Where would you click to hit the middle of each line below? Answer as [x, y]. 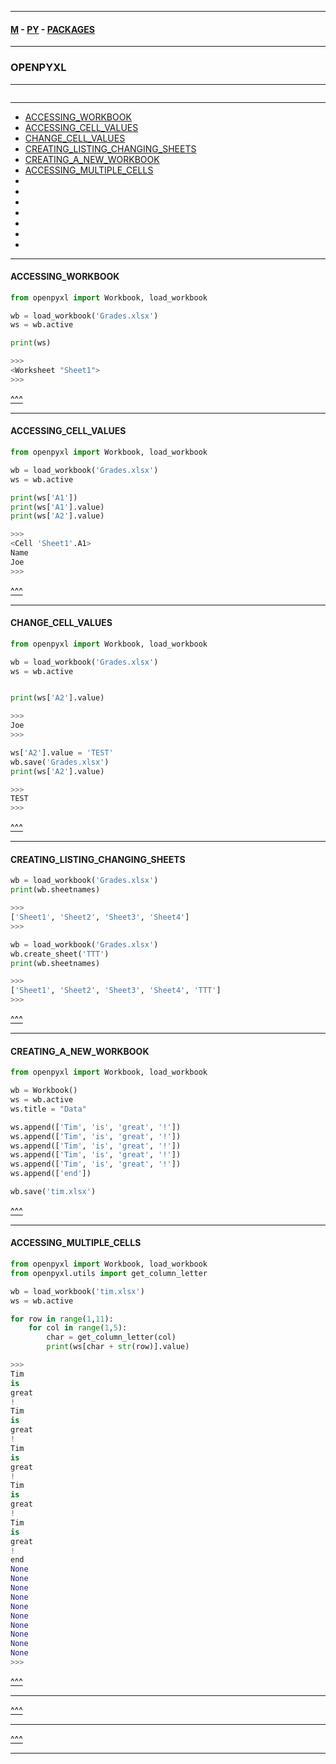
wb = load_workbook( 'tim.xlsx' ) [77, 1291]
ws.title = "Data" [48, 1109]
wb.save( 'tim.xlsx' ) [53, 1192]
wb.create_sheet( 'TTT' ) [60, 954]
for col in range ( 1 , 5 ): [78, 1328]
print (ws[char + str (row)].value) [118, 1347]
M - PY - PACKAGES [52, 29]
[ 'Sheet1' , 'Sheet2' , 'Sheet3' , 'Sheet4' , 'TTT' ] [116, 991]
